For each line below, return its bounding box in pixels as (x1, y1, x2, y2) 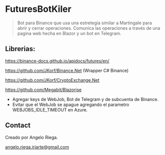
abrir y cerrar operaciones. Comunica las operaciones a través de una (17, 25, 161, 31)
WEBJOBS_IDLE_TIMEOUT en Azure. (12, 106, 88, 112)
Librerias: (5, 45, 36, 53)
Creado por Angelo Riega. (5, 134, 58, 140)
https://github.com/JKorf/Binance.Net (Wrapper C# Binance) (5, 67, 129, 73)
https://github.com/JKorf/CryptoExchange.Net (5, 77, 100, 83)
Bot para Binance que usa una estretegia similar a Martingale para (17, 20, 152, 26)
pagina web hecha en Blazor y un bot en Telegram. (17, 30, 121, 36)
